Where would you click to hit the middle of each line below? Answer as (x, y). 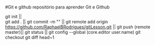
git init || (14, 16)
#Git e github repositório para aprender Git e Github (57, 7)
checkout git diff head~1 (30, 37)
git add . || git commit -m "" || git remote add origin (57, 22)
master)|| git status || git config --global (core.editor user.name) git (73, 32)
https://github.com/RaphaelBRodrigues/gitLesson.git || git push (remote (78, 27)
